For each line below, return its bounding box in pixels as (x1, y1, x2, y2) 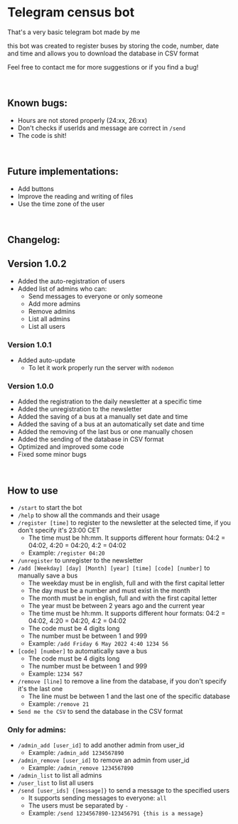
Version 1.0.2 (7, 258, 67, 270)
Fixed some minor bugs (17, 450, 87, 459)
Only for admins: (7, 725, 66, 735)
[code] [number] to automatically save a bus (17, 647, 148, 656)
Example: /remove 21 (28, 700, 90, 708)
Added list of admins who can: (17, 284, 107, 293)
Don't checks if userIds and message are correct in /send (17, 124, 186, 132)
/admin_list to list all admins (17, 771, 102, 780)
